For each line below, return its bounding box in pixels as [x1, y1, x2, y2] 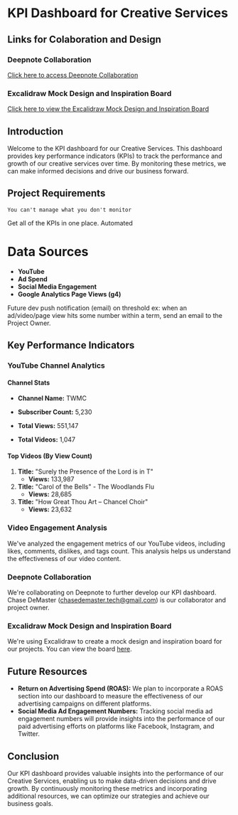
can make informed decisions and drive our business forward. [7, 166, 189, 175]
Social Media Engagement [17, 282, 97, 291]
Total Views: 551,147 [17, 422, 79, 430]
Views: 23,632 [28, 505, 72, 513]
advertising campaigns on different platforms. [17, 699, 152, 708]
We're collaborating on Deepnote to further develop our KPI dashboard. [7, 588, 217, 597]
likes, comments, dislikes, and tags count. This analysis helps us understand [7, 546, 231, 555]
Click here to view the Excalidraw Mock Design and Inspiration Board [7, 105, 210, 113]
